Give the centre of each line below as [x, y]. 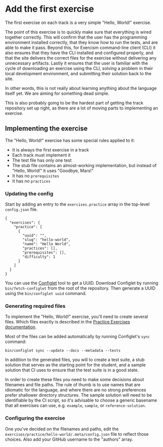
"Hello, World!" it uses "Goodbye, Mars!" [53, 170]
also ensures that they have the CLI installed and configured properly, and [79, 53]
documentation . [21, 327]
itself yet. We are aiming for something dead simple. [57, 93]
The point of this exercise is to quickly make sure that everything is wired [78, 32]
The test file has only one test [42, 160]
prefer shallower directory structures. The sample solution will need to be [79, 395]
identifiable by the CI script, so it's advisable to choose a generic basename [81, 400]
